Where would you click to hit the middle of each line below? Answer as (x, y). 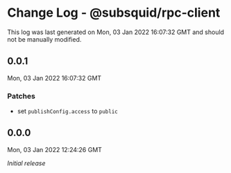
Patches (22, 96)
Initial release (26, 163)
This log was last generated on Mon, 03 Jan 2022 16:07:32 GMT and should (115, 32)
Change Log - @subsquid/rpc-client (114, 13)
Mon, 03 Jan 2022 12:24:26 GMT (55, 149)
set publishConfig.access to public (67, 111)
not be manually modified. (44, 39)
